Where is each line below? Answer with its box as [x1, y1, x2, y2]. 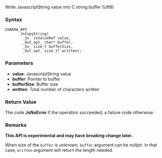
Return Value [5, 98, 37, 105]
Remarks [5, 122, 27, 128]
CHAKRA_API [5, 27, 27, 32]
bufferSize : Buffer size [12, 81, 59, 87]
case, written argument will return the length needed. [5, 147, 113, 153]
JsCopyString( [20, 32, 49, 36]
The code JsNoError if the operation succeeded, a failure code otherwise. [5, 109, 155, 115]
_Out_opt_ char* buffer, [22, 40, 73, 45]
